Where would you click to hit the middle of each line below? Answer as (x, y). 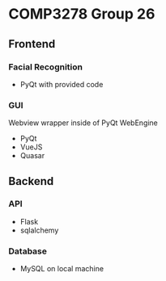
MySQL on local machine (62, 269)
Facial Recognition (46, 67)
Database (28, 251)
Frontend (32, 44)
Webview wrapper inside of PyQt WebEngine (83, 123)
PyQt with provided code (62, 84)
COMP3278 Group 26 (82, 14)
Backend (31, 181)
